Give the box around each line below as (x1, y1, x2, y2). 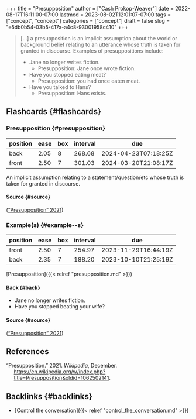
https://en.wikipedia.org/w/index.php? (13, 368, 106, 375)
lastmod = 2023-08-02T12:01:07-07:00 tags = (59, 11, 171, 18)
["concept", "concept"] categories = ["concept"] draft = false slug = (6, 18, 170, 24)
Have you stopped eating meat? (29, 71, 106, 78)
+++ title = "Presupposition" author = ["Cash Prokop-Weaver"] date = (6, 5, 174, 12)
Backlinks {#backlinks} (6, 391, 92, 401)
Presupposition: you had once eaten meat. (37, 77, 140, 84)
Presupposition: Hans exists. (37, 90, 107, 97)
